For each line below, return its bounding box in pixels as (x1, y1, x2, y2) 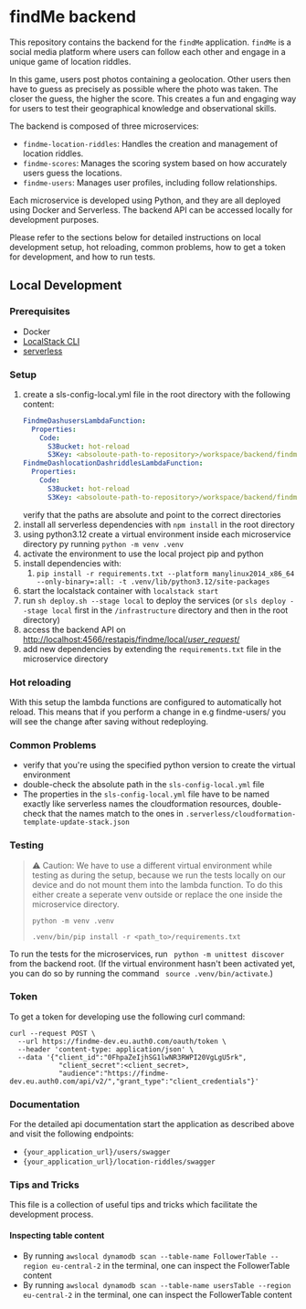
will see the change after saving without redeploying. (9, 715, 208, 727)
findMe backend (9, 6, 137, 27)
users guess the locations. (22, 167, 122, 178)
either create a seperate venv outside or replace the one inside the (31, 889, 283, 900)
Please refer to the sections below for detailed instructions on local (9, 231, 262, 243)
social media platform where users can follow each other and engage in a (9, 46, 286, 57)
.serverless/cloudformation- (185, 810, 297, 819)
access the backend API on (22, 624, 126, 635)
